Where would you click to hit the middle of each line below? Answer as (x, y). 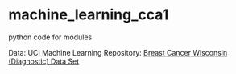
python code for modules (50, 37)
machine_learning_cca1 (89, 15)
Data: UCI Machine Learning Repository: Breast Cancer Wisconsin (118, 52)
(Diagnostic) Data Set (44, 61)
